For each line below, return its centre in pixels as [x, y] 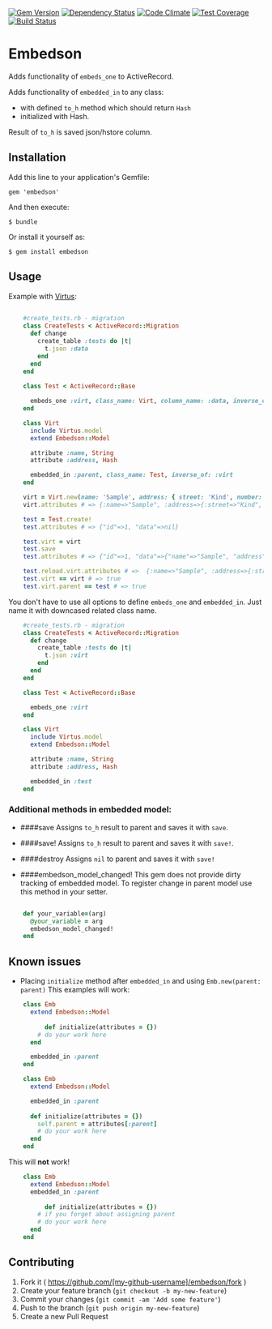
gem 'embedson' [34, 192]
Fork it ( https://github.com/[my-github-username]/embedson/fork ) [133, 1282]
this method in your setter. [64, 891]
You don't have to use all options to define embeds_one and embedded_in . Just [135, 602]
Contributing [41, 1262]
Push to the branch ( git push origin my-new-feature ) [110, 1308]
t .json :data [66, 349]
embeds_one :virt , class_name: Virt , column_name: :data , [130, 401]
